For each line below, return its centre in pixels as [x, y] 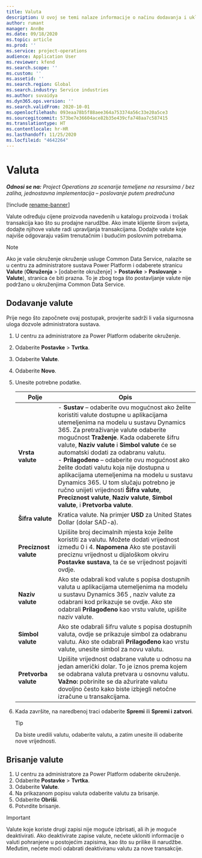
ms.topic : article [29, 40]
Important [18, 818]
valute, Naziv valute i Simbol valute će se [117, 445]
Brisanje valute [35, 760]
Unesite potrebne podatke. [48, 382]
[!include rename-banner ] [38, 204]
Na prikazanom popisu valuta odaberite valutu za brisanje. [87, 793]
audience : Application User [41, 56]
